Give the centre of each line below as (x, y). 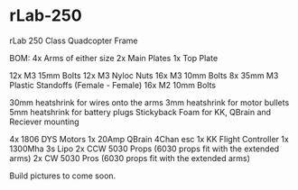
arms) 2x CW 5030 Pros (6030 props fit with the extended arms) (130, 158)
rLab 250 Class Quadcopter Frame (74, 41)
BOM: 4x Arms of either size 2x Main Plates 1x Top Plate (114, 58)
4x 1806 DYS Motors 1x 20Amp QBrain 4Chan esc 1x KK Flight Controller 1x (149, 139)
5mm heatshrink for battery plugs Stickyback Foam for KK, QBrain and (140, 112)
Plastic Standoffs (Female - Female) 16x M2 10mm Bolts (113, 85)
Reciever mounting (44, 122)
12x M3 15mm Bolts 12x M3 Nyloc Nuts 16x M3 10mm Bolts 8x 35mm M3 (144, 75)
